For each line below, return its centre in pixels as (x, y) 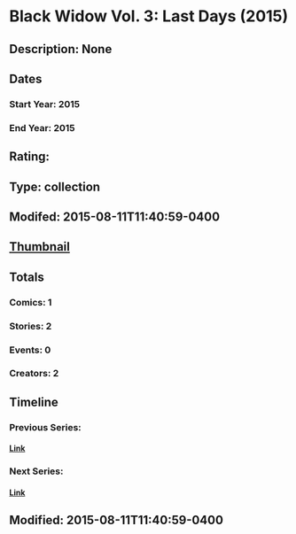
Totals (27, 277)
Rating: (30, 157)
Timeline (34, 402)
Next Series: (36, 471)
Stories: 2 (31, 326)
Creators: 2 (34, 374)
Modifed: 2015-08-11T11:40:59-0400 (114, 217)
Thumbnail (40, 247)
